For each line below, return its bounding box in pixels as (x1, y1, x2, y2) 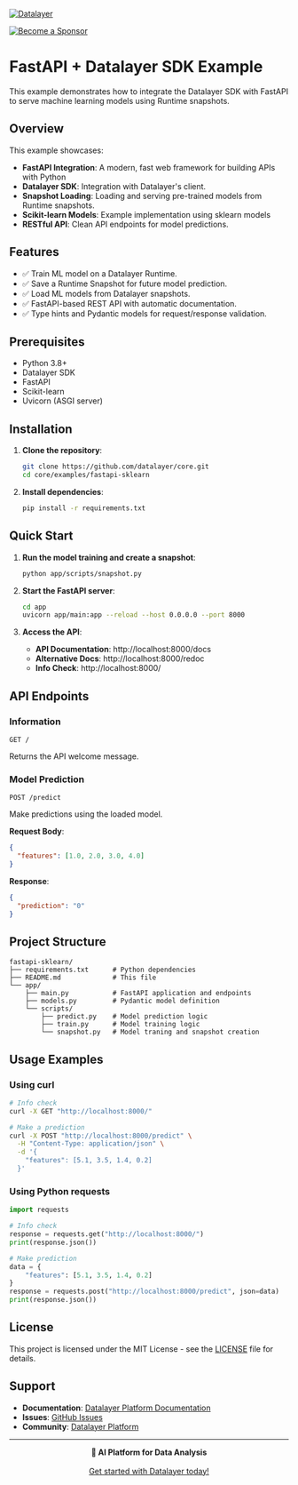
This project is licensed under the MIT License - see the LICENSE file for (9, 1343, 273, 1354)
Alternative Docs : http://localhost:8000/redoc (35, 653, 205, 664)
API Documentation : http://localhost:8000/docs (35, 644, 211, 655)
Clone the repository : (21, 445, 103, 456)
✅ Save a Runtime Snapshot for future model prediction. (21, 278, 228, 289)
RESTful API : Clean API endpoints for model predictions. (21, 219, 229, 229)
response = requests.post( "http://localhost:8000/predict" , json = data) (9, 1287, 279, 1297)
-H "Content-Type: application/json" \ (17, 1139, 165, 1148)
